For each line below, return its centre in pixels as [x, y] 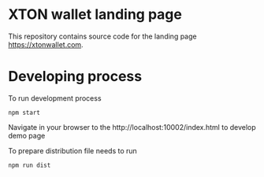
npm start [24, 112]
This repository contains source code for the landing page [102, 36]
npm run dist [30, 165]
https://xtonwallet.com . [46, 44]
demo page [27, 135]
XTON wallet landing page [95, 15]
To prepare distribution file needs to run [73, 150]
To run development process [55, 98]
